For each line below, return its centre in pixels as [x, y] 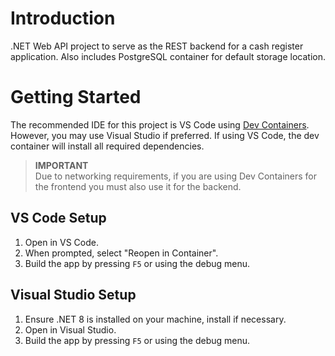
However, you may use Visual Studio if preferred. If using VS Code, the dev [165, 135]
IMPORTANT [61, 165]
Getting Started [76, 97]
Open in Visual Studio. [70, 329]
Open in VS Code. [62, 242]
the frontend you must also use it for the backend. [138, 186]
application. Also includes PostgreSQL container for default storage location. [168, 56]
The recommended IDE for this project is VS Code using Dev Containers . [160, 124]
